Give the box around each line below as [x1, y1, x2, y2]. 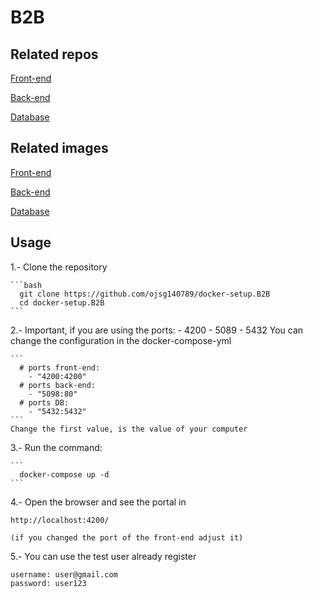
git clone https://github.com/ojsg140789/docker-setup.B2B [19, 289, 271, 299]
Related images [10, 140, 109, 157]
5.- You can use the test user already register [10, 550, 197, 562]
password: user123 [10, 578, 87, 588]
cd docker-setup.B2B [19, 297, 105, 308]
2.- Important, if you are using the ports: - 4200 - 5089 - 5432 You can [10, 324, 304, 336]
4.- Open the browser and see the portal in [10, 496, 187, 508]
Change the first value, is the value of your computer [10, 424, 248, 434]
